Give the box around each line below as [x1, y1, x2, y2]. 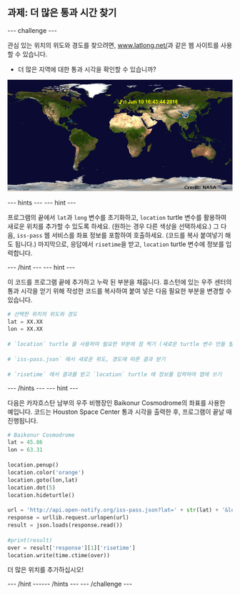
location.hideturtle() [7, 492, 75, 499]
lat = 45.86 [7, 439, 43, 446]
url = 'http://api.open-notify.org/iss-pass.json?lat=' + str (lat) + [7, 507, 219, 514]
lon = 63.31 [7, 447, 43, 454]
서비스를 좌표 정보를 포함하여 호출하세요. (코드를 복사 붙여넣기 [51, 230, 224, 239]
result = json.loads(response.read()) [7, 522, 123, 529]
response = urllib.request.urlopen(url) [7, 514, 130, 522]
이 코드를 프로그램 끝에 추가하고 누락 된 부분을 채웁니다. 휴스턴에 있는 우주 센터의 [7, 278, 232, 286]
